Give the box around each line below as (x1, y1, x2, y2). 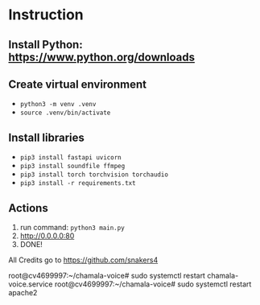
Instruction (8, 6, 84, 24)
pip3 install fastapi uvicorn (19, 154, 122, 162)
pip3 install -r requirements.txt (19, 179, 136, 188)
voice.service (8, 279, 54, 289)
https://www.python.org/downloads (8, 50, 196, 64)
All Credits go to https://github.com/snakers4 (8, 255, 159, 265)
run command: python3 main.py (19, 223, 125, 233)
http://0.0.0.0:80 (19, 231, 75, 241)
